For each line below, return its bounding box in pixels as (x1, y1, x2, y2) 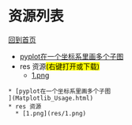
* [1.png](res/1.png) (15, 109, 87, 117)
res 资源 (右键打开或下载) (19, 61, 100, 71)
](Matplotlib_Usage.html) (8, 94, 93, 102)
